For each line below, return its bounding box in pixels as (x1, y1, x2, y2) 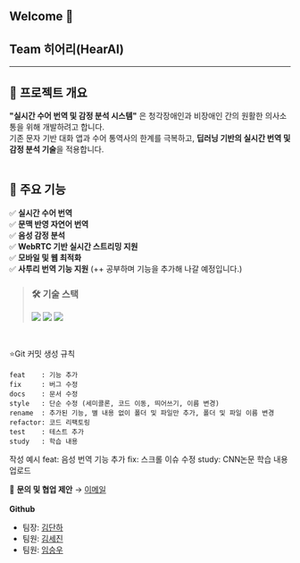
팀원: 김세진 (21, 534, 64, 544)
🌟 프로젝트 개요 (9, 85, 87, 100)
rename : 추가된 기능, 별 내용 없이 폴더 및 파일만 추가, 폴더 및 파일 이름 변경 (9, 408, 275, 418)
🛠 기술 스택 (30, 288, 79, 300)
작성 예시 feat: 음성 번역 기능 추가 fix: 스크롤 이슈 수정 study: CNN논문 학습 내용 (9, 454, 288, 465)
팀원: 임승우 (21, 544, 64, 555)
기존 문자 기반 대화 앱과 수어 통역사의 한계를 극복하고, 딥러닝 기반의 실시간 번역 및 (9, 133, 291, 144)
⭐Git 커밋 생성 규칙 (9, 349, 76, 359)
